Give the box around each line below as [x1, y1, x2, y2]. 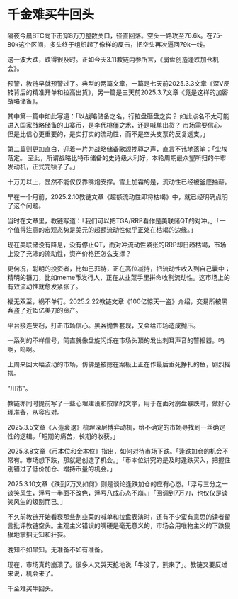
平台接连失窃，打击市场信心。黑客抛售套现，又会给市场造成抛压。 [7, 320, 200, 330]
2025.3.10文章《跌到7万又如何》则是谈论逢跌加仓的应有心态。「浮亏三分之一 [7, 479, 229, 488]
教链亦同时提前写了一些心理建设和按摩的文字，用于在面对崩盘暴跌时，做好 [7, 398, 225, 408]
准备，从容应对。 [13, 408, 64, 416]
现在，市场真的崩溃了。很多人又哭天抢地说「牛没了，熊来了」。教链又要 [7, 560, 215, 569]
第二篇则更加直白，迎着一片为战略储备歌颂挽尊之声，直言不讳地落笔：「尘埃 [7, 145, 228, 153]
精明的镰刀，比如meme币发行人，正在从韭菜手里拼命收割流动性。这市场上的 [7, 273, 230, 281]
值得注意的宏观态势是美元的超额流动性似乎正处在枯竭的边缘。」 [13, 225, 197, 234]
